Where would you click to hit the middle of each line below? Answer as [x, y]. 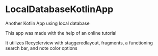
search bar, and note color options [41, 48]
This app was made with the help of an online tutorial [61, 33]
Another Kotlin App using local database [48, 23]
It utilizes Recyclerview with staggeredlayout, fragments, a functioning [79, 43]
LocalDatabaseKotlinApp [59, 9]
